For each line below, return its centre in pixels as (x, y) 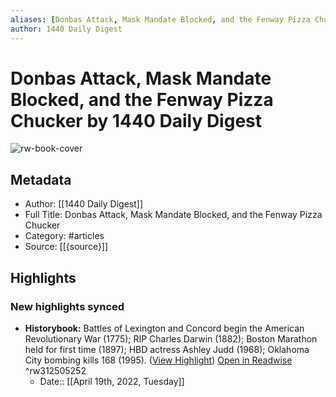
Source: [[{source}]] (66, 247)
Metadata (41, 179)
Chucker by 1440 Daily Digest (136, 120)
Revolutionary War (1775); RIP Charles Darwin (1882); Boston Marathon (171, 338)
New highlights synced (67, 306)
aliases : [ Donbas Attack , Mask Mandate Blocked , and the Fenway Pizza (160, 19)
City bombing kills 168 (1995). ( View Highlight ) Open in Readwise (158, 360)
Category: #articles (64, 236)
